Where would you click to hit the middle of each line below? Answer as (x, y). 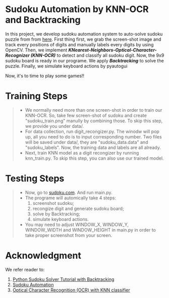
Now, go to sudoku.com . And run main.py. (69, 192)
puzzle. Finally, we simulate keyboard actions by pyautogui (66, 66)
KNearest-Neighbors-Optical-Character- (113, 50)
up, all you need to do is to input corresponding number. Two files (94, 136)
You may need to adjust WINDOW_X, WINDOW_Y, (77, 225)
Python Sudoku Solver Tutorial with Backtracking (63, 279)
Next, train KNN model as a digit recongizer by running (82, 153)
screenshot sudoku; (53, 203)
